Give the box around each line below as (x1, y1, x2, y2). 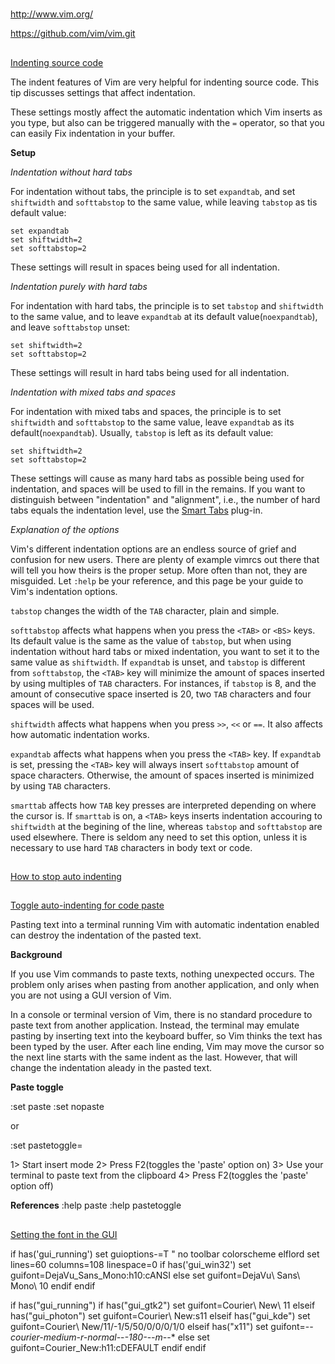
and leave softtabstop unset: (10, 321, 131, 333)
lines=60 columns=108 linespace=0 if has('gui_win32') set (10, 1258, 252, 1270)
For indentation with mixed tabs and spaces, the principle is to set (10, 405, 282, 417)
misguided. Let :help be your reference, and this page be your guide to (10, 574, 304, 587)
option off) (10, 1180, 54, 1192)
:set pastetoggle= (10, 1139, 83, 1152)
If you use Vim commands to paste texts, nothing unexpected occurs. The (10, 968, 315, 980)
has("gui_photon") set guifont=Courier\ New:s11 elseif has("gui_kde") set (10, 1309, 311, 1322)
